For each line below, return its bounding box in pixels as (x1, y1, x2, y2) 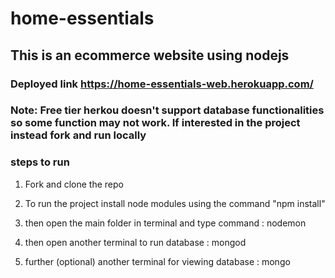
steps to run (10, 155, 70, 169)
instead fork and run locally (10, 128, 147, 142)
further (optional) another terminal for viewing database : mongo (24, 255, 291, 267)
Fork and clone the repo (24, 178, 124, 190)
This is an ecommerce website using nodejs (10, 47, 290, 64)
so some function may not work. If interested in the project (10, 116, 301, 130)
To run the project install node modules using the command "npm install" (24, 197, 326, 209)
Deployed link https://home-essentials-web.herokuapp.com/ (10, 77, 314, 91)
